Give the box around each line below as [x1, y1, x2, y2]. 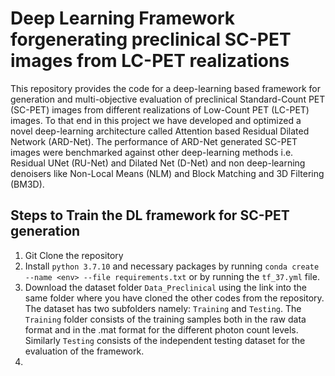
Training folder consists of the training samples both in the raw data [24, 313, 307, 325]
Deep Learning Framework [10, 7, 235, 30]
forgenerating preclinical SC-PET [10, 28, 292, 51]
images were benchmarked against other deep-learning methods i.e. [10, 146, 294, 158]
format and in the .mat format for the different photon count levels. [24, 323, 299, 336]
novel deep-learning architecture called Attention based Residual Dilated [10, 125, 310, 137]
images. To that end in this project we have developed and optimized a [10, 114, 302, 126]
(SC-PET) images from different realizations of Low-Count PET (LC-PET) [10, 103, 310, 116]
